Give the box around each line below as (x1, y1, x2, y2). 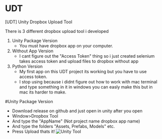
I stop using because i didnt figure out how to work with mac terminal (19, 78, 158, 85)
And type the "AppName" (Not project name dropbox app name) (12, 118, 140, 124)
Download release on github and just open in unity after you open (12, 108, 143, 114)
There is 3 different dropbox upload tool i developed (5, 28, 109, 34)
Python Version (12, 63, 43, 69)
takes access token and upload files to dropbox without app (19, 58, 139, 64)
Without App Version (12, 48, 54, 54)
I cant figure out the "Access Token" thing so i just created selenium (19, 53, 155, 59)
